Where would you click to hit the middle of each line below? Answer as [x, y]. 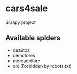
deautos [21, 50]
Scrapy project [21, 22]
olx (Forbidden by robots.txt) [42, 66]
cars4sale [27, 9]
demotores [24, 55]
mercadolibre [26, 61]
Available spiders [33, 38]
